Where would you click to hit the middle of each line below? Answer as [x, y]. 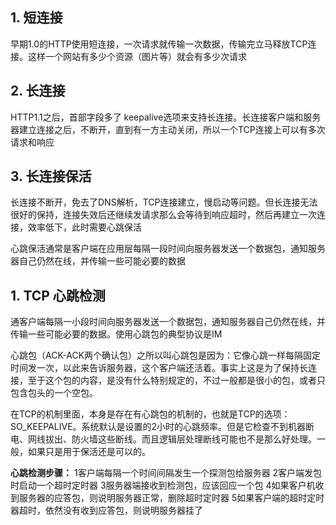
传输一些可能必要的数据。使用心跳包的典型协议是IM [116, 334]
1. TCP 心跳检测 [58, 295]
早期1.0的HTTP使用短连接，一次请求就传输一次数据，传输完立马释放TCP [159, 44]
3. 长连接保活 [51, 176]
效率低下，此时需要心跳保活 [84, 227]
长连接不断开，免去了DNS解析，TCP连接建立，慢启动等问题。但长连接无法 [164, 202]
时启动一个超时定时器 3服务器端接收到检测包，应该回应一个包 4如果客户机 [163, 485]
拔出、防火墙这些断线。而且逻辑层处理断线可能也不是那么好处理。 [180, 439]
